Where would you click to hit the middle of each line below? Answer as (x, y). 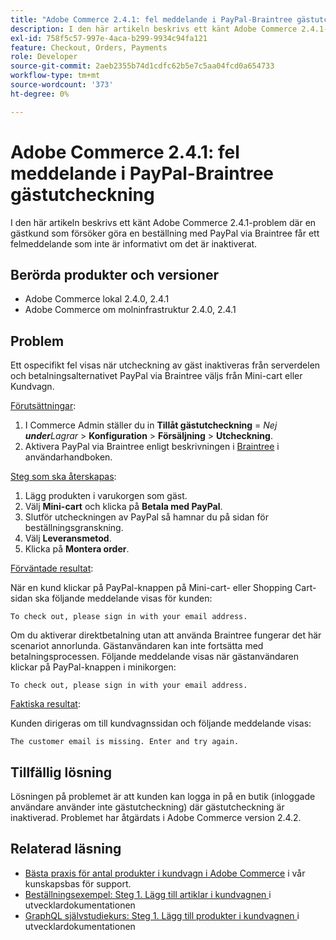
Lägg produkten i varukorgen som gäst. (106, 496)
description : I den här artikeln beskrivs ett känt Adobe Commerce (154, 29)
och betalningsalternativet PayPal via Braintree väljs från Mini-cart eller (156, 376)
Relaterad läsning (66, 849)
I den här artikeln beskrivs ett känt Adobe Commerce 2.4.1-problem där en (163, 222)
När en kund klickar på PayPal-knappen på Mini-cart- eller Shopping (151, 588)
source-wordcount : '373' (62, 85)
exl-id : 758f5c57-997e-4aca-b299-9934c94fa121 (109, 38)
